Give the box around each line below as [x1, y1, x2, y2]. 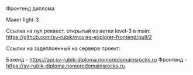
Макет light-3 [6, 16, 39, 23]
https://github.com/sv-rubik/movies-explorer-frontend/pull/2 [6, 34, 152, 40]
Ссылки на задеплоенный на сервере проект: [6, 45, 121, 52]
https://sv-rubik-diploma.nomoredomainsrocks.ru [6, 62, 125, 69]
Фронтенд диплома [6, 5, 55, 12]
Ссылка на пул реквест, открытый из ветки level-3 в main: [6, 27, 151, 34]
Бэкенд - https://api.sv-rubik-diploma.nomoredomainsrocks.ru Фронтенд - [6, 56, 187, 63]
